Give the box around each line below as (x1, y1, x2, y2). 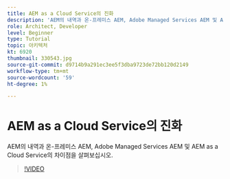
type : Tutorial (7, 36, 51, 43)
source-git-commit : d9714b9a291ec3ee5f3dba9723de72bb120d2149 (7, 61, 189, 68)
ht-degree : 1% (7, 81, 48, 87)
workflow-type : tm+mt (7, 67, 69, 74)
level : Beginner (7, 29, 54, 36)
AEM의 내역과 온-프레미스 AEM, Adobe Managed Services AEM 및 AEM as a (7, 143, 218, 151)
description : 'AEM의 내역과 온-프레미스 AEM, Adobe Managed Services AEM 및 (7, 17, 218, 23)
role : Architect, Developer (7, 23, 88, 30)
